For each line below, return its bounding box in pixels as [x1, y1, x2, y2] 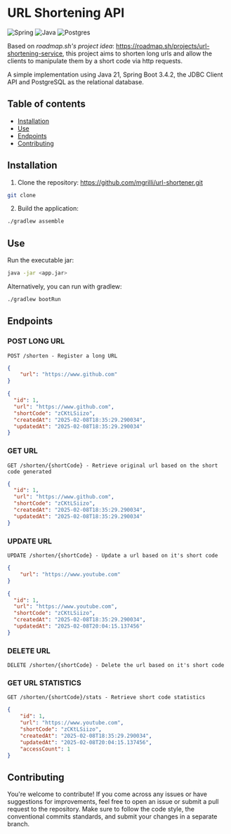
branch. [7, 820, 30, 828]
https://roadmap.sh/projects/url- [115, 41, 210, 50]
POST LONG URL [7, 336, 65, 346]
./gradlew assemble [7, 218, 65, 225]
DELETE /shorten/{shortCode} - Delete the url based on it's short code [7, 662, 225, 669]
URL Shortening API [7, 5, 125, 21]
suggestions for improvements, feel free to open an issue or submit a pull [7, 797, 219, 806]
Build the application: [17, 204, 79, 213]
